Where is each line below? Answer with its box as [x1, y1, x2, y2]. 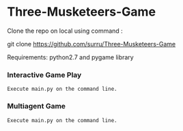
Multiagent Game [7, 102, 66, 111]
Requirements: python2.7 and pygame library [7, 53, 135, 61]
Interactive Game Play [7, 70, 82, 79]
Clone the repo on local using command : [7, 27, 123, 35]
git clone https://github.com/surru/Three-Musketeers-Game [7, 40, 176, 48]
